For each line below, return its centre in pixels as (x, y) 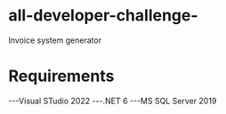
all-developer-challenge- (103, 16)
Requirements (61, 76)
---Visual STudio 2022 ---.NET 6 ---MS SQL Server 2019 (113, 101)
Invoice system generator (55, 40)
